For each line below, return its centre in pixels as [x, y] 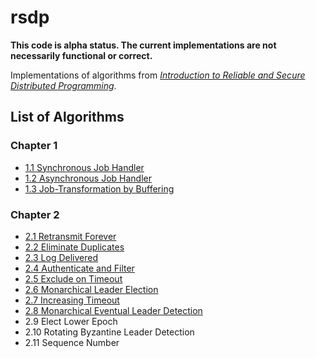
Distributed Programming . [63, 85]
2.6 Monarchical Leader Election [91, 289]
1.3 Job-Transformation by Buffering [99, 188]
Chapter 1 [34, 146]
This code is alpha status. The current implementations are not [143, 45]
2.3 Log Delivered [61, 257]
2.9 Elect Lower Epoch [71, 321]
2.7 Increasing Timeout [72, 300]
